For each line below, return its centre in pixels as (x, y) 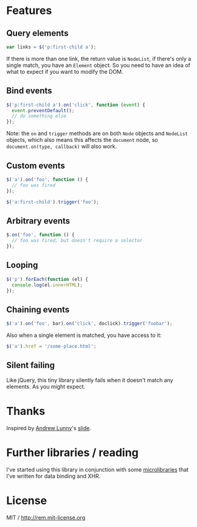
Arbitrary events (38, 221)
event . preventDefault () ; (43, 110)
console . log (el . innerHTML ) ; (47, 285)
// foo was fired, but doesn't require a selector (77, 241)
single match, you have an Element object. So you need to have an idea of (98, 65)
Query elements (37, 33)
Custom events (36, 165)
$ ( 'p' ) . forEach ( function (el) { (47, 279)
